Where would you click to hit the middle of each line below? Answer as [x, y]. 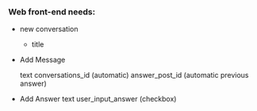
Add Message [42, 60]
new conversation [49, 29]
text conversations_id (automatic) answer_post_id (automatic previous [134, 75]
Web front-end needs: [52, 12]
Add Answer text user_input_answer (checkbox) [98, 99]
